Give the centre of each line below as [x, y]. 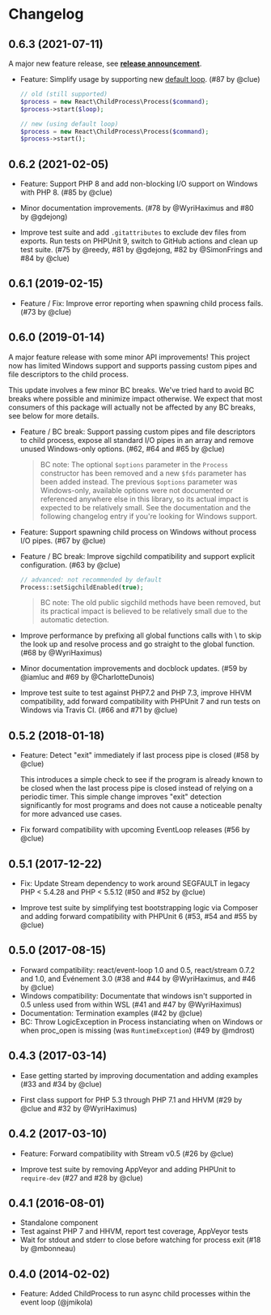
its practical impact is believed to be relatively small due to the [144, 611]
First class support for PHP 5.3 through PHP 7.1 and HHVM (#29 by [131, 1099]
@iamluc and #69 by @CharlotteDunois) [87, 677]
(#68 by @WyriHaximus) [61, 653]
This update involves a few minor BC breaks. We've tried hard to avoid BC [131, 389]
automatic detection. [74, 620]
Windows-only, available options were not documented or [136, 490]
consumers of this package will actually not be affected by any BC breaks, [132, 407]
